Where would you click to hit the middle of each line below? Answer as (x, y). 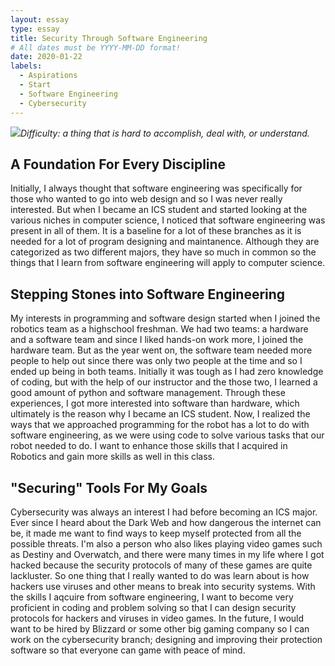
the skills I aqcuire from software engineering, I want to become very (152, 597)
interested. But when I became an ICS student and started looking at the (159, 210)
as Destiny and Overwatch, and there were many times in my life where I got (167, 554)
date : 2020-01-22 (46, 57)
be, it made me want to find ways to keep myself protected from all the (156, 533)
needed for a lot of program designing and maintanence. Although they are (165, 242)
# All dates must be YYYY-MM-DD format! (96, 47)
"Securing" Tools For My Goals (109, 487)
